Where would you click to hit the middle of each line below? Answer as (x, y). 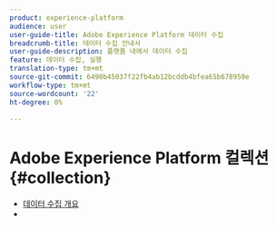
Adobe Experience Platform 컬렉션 (139, 157)
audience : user (38, 26)
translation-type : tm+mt (56, 69)
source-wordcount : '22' (54, 93)
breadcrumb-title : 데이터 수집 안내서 (75, 43)
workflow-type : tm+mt (50, 85)
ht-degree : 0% (36, 102)
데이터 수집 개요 (50, 204)
